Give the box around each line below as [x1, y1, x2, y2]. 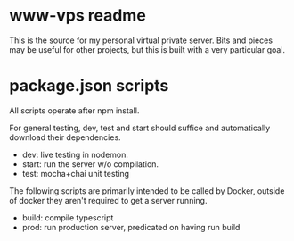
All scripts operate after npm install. [9, 104, 140, 116]
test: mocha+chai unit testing [21, 168, 130, 179]
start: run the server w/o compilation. [21, 158, 159, 170]
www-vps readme [9, 5, 147, 26]
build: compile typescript [21, 212, 114, 223]
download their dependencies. [9, 131, 122, 143]
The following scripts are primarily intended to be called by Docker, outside [9, 185, 285, 196]
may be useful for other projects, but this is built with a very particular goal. [9, 44, 286, 54]
